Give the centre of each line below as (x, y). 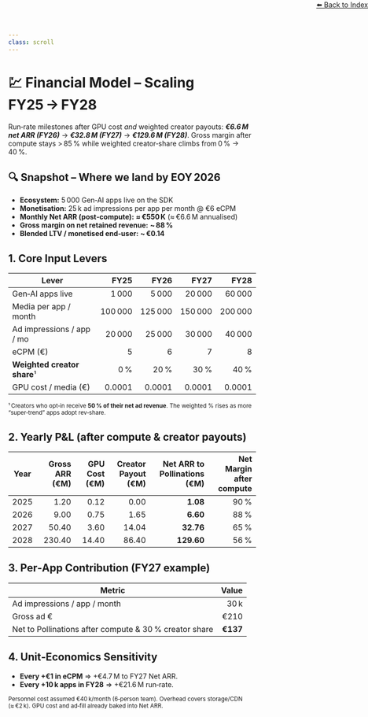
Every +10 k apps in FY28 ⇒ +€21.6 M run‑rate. (97, 684)
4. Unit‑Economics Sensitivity (83, 657)
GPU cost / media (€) (51, 387)
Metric (113, 590)
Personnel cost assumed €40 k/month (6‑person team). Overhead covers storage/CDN (125, 699)
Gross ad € (33, 616)
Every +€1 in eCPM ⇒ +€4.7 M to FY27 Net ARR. (99, 676)
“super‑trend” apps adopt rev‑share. (57, 413)
